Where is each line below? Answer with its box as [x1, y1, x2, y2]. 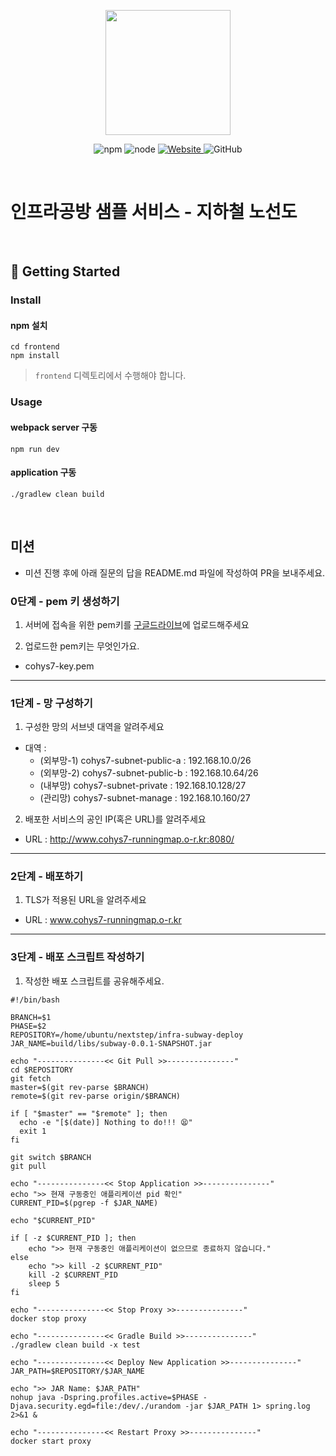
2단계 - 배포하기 [10, 870, 84, 884]
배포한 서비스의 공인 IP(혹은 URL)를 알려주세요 [24, 813, 207, 825]
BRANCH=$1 [10, 1012, 52, 1022]
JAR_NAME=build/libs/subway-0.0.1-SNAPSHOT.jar [10, 1038, 213, 1049]
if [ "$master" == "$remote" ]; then [10, 1108, 168, 1119]
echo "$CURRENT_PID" [10, 1215, 97, 1225]
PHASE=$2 [10, 1021, 47, 1031]
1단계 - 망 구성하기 [10, 696, 93, 710]
